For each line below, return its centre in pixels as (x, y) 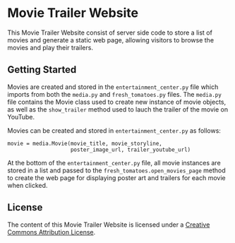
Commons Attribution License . (52, 232)
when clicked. (28, 185)
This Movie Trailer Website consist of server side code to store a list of (110, 32)
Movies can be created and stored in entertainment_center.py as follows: (114, 130)
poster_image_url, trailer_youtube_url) (131, 150)
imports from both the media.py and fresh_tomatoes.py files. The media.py (115, 94)
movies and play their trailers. (50, 47)
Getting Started (42, 70)
